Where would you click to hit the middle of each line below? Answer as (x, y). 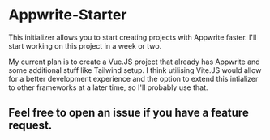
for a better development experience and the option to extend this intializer (133, 78)
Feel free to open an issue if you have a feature (129, 113)
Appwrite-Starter (68, 15)
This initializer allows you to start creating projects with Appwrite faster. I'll (133, 37)
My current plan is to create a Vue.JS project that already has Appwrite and (135, 62)
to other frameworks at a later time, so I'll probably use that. (108, 87)
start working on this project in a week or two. (85, 45)
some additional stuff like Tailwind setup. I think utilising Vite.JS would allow (135, 70)
